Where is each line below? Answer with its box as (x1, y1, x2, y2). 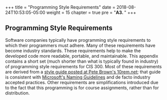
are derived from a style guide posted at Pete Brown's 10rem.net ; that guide (5, 69, 161, 75)
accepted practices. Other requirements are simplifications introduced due (5, 79, 159, 85)
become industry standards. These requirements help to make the (5, 47, 141, 54)
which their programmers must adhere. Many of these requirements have (5, 42, 156, 48)
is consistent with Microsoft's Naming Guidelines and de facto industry (5, 74, 151, 80)
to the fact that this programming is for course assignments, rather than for (5, 85, 159, 91)
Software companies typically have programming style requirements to (5, 37, 151, 43)
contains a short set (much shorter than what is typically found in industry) (5, 58, 159, 64)
